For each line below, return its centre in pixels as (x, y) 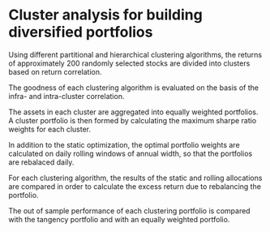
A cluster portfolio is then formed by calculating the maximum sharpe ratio (133, 120)
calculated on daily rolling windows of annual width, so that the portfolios (131, 153)
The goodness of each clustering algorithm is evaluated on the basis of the (134, 88)
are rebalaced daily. (41, 162)
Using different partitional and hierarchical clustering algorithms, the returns (135, 54)
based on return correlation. (55, 71)
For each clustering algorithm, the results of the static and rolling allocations (135, 178)
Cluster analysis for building (105, 15)
